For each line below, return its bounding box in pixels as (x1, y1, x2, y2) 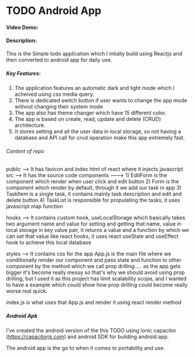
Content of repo (6, 147, 45, 154)
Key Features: (6, 70, 41, 77)
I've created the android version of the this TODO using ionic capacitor (6, 327, 177, 334)
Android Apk (6, 312, 38, 319)
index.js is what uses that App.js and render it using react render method (6, 299, 182, 306)
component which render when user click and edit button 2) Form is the (6, 178, 180, 185)
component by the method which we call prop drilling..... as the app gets (6, 263, 181, 270)
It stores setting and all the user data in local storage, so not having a (14, 127, 182, 135)
